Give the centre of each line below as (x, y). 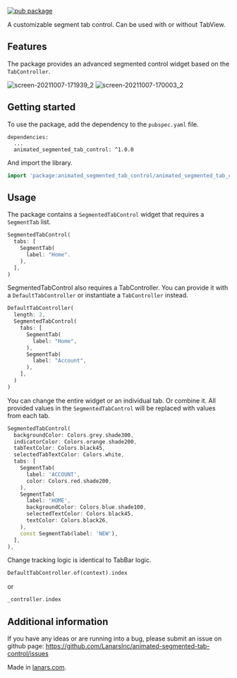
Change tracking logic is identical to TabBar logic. (79, 560)
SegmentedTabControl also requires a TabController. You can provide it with (118, 288)
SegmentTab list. (29, 222)
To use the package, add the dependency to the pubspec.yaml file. (103, 124)
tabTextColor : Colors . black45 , (60, 448)
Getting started (42, 107)
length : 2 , (30, 315)
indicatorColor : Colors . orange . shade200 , (75, 441)
